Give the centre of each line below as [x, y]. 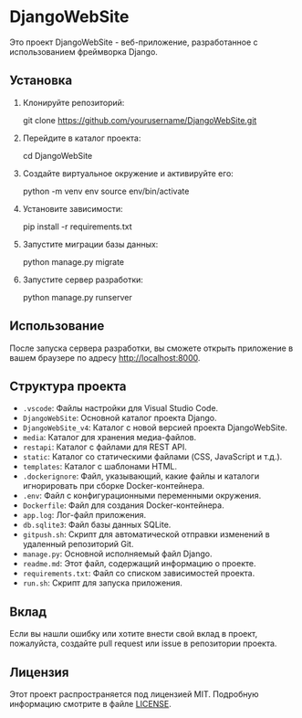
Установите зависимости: [73, 208]
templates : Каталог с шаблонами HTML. [100, 467]
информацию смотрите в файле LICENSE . [90, 704]
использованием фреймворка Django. [83, 51]
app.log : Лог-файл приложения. [84, 515]
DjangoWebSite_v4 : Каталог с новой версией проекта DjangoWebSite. [155, 428]
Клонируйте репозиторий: [73, 102]
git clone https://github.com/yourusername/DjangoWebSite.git [140, 120]
